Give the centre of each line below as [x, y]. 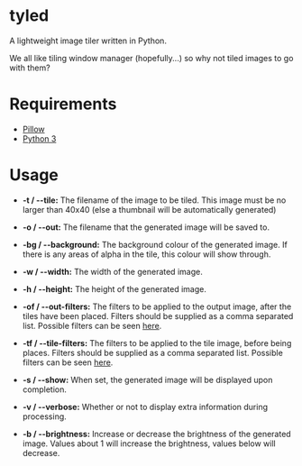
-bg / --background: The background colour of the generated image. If [155, 244]
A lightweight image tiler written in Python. [88, 41]
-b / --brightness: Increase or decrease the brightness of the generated [156, 434]
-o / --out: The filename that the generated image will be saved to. [146, 227]
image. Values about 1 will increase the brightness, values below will [149, 443]
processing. [45, 416]
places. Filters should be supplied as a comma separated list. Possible [153, 352]
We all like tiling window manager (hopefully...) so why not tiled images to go [151, 58]
